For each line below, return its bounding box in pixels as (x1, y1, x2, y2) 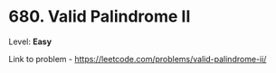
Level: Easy (8, 36, 52, 47)
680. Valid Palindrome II (8, 6, 191, 27)
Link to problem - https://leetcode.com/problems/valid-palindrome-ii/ (8, 53, 267, 64)
